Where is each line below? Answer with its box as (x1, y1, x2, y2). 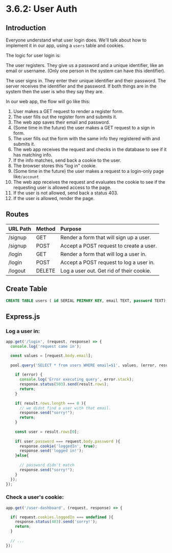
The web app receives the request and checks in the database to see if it (13, 146, 167, 152)
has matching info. (13, 152, 53, 158)
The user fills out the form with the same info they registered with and (13, 136, 160, 141)
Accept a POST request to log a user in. (60, 259, 155, 266)
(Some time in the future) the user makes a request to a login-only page (13, 168, 164, 174)
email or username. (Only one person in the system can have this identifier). (6, 68, 165, 74)
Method (36, 225, 56, 232)
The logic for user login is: (6, 52, 61, 58)
